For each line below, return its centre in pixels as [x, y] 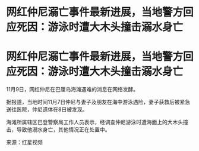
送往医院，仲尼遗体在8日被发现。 [47, 110]
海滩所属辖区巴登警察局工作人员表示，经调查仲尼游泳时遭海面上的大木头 [94, 122]
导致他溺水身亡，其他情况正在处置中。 [63, 130]
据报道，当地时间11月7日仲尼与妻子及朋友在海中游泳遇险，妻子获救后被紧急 [98, 102]
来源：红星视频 [24, 142]
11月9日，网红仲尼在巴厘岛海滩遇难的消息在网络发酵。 [72, 90]
